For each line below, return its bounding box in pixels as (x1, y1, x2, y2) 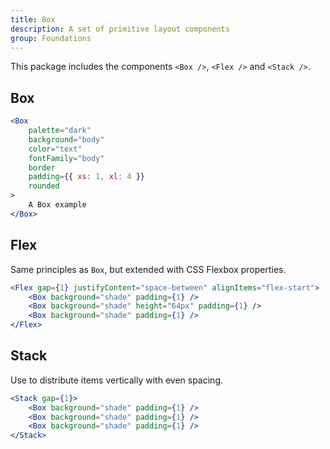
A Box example (28, 200, 87, 210)
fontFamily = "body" (28, 153, 105, 163)
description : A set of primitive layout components (10, 24, 230, 34)
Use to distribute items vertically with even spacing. (10, 374, 223, 386)
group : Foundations (10, 33, 92, 43)
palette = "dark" (28, 126, 92, 136)
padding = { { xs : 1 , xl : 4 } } (28, 172, 145, 182)
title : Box (10, 14, 56, 25)
